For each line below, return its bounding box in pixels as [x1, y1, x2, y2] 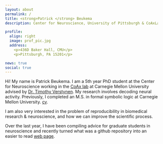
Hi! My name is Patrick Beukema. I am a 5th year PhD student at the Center [5, 79, 155, 84]
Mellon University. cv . [5, 99, 49, 105]
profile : [5, 30, 23, 34]
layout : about [5, 7, 34, 12]
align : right [9, 34, 36, 39]
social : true [5, 65, 32, 70]
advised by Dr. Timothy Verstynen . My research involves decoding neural [5, 89, 152, 95]
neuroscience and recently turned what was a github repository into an [5, 128, 147, 134]
